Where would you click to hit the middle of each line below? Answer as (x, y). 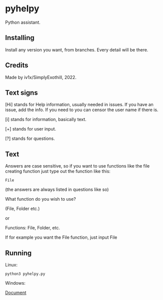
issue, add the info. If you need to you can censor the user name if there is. (82, 110)
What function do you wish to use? (41, 199)
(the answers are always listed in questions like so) (57, 190)
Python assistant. (23, 22)
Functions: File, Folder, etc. (33, 228)
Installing (20, 38)
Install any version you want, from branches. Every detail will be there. (77, 49)
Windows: (15, 283)
